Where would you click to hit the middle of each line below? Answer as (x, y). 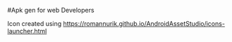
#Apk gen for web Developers (51, 10)
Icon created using (35, 23)
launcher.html (27, 31)
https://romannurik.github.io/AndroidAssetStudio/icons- (144, 23)
